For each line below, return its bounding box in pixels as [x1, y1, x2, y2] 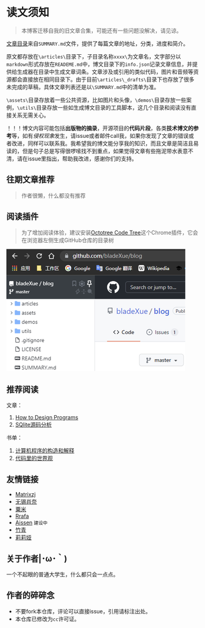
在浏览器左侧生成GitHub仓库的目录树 [21, 236, 114, 244]
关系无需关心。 [11, 111, 49, 119]
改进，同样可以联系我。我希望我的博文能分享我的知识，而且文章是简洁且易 [11, 140, 199, 147]
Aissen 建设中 [15, 519, 48, 526]
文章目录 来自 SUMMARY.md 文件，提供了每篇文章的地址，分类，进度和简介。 [6, 40, 189, 47]
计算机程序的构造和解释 [15, 447, 74, 454]
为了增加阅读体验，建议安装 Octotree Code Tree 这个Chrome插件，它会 [21, 229, 198, 236]
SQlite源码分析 [15, 421, 52, 429]
